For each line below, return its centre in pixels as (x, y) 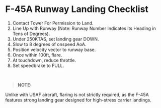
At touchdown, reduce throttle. (44, 60)
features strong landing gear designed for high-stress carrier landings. (78, 100)
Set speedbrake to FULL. (38, 65)
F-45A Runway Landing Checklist (77, 9)
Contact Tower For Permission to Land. (53, 23)
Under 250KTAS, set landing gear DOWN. (56, 39)
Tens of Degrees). (31, 33)
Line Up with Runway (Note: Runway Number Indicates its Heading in (84, 28)
